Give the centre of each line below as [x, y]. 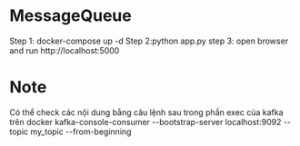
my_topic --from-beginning [81, 131]
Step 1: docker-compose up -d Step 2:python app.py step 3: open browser [149, 41]
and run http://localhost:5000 [65, 50]
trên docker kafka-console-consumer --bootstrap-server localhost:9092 [145, 122]
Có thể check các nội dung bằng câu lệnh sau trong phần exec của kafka [146, 112]
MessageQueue [70, 16]
